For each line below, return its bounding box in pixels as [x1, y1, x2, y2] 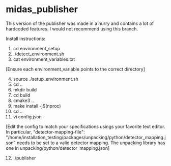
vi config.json [13, 113, 42, 120]
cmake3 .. [13, 97, 35, 104]
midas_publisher [6, 4, 78, 15]
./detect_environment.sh [13, 51, 65, 57]
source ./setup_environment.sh [13, 76, 78, 82]
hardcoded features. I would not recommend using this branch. [6, 25, 138, 31]
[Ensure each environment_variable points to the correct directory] [6, 66, 146, 72]
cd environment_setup [13, 45, 61, 51]
